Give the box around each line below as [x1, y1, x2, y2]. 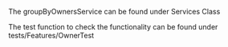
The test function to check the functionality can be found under [8, 22, 218, 31]
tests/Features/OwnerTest [8, 31, 95, 40]
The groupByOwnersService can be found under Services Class [8, 7, 221, 16]
